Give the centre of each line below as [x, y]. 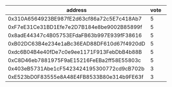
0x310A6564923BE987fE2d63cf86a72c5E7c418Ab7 [75, 19]
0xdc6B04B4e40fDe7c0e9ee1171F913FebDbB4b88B [75, 52]
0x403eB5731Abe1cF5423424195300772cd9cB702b [76, 69]
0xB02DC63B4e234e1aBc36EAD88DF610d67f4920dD [77, 44]
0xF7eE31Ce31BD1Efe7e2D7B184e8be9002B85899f [75, 27]
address [77, 10]
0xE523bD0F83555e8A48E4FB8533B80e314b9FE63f [76, 77]
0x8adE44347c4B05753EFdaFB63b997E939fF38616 [75, 35]
